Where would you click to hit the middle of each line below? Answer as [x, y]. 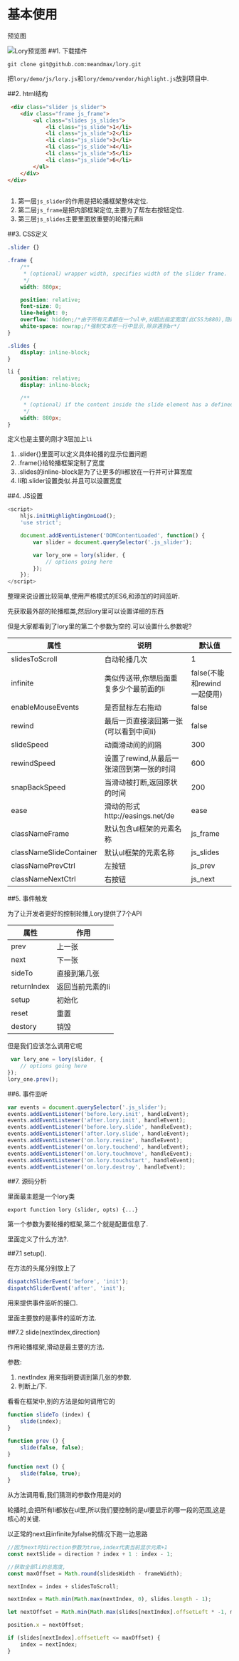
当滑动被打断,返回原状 [141, 782]
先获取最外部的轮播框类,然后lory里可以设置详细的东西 [86, 611]
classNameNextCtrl [43, 879]
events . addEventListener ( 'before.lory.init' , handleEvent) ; [99, 1114]
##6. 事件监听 [27, 1094]
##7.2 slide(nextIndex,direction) [54, 1333]
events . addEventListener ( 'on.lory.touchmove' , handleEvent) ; [100, 1154]
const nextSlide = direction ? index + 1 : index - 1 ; [90, 1554]
